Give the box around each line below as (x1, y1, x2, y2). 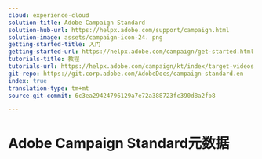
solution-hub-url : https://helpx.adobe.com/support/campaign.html (8, 26, 230, 34)
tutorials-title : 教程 (8, 56, 80, 63)
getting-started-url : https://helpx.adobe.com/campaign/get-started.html (8, 48, 255, 56)
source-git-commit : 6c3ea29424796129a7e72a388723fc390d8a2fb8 (8, 92, 216, 99)
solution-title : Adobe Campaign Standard (8, 19, 146, 27)
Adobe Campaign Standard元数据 (8, 135, 230, 153)
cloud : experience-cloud (8, 11, 89, 20)
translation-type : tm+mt (8, 84, 89, 92)
